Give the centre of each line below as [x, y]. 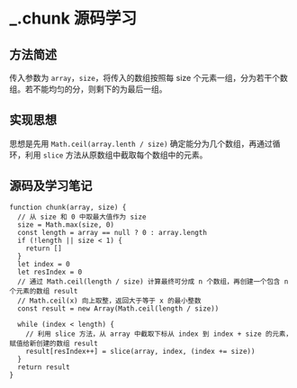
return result [44, 367]
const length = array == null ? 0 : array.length [112, 232]
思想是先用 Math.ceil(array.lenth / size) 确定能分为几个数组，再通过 [141, 143]
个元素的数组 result [44, 291]
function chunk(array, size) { [68, 207]
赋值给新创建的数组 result [54, 343]
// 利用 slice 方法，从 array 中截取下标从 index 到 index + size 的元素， [159, 334]
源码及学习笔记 [51, 186]
